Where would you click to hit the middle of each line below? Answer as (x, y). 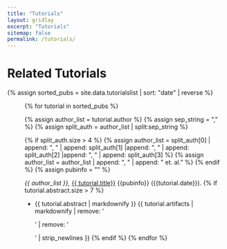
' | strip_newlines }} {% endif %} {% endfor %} (101, 238)
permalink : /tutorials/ (42, 39)
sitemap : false (29, 33)
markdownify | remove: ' (69, 211)
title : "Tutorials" (35, 13)
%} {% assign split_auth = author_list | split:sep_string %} (106, 127)
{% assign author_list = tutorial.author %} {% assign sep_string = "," (121, 120)
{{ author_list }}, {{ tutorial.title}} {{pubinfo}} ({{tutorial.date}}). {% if (121, 183)
